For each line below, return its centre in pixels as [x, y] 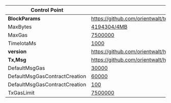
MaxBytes [20, 27]
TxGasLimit [21, 93]
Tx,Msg [17, 60]
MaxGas [18, 35]
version [17, 52]
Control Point [47, 10]
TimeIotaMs [22, 43]
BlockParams [24, 19]
